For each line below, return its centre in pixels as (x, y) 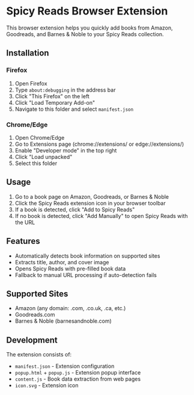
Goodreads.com (35, 315)
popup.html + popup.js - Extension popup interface (78, 373)
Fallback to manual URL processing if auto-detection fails (86, 275)
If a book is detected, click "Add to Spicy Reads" (75, 210)
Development (32, 340)
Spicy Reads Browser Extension (87, 11)
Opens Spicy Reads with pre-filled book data (70, 269)
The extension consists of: (39, 355)
